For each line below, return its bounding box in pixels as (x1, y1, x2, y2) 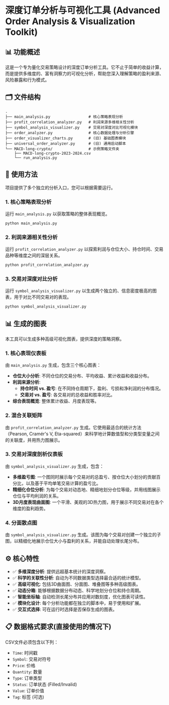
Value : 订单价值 (12, 687, 44, 693)
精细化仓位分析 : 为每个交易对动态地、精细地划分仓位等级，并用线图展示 (12, 486, 161, 492)
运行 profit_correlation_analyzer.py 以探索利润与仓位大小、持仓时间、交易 (5, 246, 163, 252)
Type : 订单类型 (12, 675, 42, 681)
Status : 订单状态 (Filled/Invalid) (12, 681, 77, 687)
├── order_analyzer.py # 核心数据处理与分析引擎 (5, 130, 134, 135)
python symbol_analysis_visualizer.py (5, 304, 87, 309)
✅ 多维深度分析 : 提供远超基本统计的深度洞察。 (12, 568, 109, 574)
